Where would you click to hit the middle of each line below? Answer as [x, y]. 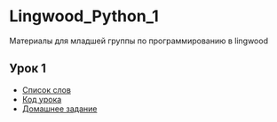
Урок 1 [28, 69]
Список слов [46, 89]
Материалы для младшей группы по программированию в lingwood [139, 41]
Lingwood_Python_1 [84, 16]
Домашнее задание [59, 109]
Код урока [42, 99]
